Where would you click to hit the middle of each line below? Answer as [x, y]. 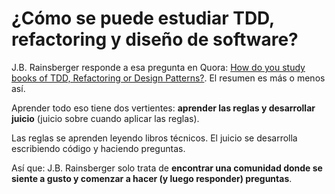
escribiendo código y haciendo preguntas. [98, 148]
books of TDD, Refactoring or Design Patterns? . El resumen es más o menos [168, 78]
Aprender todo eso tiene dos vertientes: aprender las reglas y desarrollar [163, 108]
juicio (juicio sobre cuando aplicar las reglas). [105, 118]
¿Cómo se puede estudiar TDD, [143, 18]
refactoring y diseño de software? [155, 39]
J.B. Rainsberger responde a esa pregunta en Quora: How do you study [158, 67]
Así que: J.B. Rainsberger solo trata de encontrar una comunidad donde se [167, 168]
